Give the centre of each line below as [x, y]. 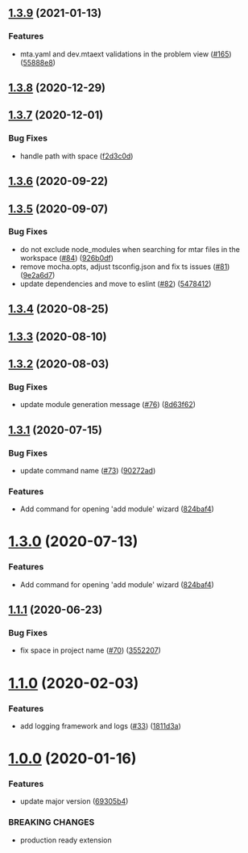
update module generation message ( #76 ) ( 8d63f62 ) [107, 405]
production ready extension [66, 840]
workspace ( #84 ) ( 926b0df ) [67, 258]
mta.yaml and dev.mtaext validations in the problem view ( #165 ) [126, 54]
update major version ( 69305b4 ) [74, 801]
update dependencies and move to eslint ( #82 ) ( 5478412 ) [116, 284]
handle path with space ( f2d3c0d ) [76, 156]
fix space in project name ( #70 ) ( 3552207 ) [90, 650]
